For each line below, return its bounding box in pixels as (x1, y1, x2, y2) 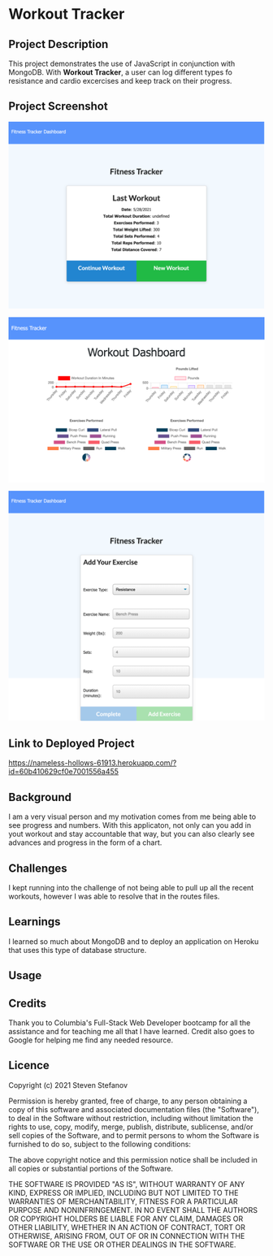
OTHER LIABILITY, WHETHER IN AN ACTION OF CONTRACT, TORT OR (8, 1222, 245, 1232)
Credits (8, 996, 47, 1010)
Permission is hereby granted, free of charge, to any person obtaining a (8, 1096, 248, 1106)
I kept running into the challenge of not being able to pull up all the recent (8, 883, 254, 893)
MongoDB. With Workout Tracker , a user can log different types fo (8, 67, 233, 77)
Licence (8, 1059, 50, 1072)
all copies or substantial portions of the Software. (8, 1163, 173, 1173)
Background (8, 790, 71, 804)
